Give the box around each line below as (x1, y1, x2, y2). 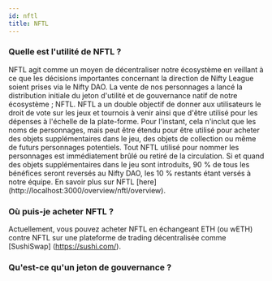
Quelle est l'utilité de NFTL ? (8, 46, 122, 58)
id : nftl (8, 11, 38, 20)
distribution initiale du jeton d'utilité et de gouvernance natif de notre (8, 90, 238, 100)
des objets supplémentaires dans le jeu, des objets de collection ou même (8, 133, 257, 143)
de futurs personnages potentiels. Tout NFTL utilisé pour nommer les (8, 142, 240, 152)
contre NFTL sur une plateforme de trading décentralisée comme (8, 233, 227, 243)
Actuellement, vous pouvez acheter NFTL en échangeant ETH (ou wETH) (8, 224, 253, 234)
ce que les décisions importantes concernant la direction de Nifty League (8, 73, 254, 83)
